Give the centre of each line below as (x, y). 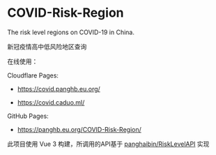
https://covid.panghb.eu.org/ (59, 89)
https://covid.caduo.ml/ (51, 102)
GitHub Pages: (28, 116)
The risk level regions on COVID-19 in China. (71, 32)
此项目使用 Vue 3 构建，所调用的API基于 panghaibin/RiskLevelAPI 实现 (108, 144)
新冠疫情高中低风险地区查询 (47, 46)
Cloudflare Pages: (33, 75)
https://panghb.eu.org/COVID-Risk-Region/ (79, 129)
